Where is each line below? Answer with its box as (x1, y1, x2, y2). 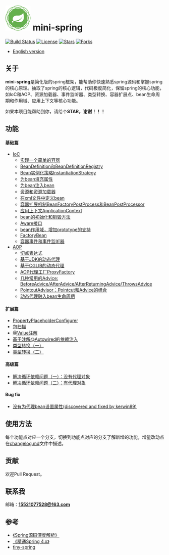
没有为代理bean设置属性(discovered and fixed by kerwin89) (12, 403, 137, 409)
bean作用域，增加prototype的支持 (20, 226, 91, 233)
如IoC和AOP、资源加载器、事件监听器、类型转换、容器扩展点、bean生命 (5, 91, 156, 97)
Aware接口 (20, 220, 42, 226)
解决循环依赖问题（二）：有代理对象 (12, 380, 86, 386)
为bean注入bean (20, 182, 54, 189)
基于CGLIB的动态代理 (20, 263, 65, 269)
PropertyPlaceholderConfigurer (12, 317, 78, 323)
